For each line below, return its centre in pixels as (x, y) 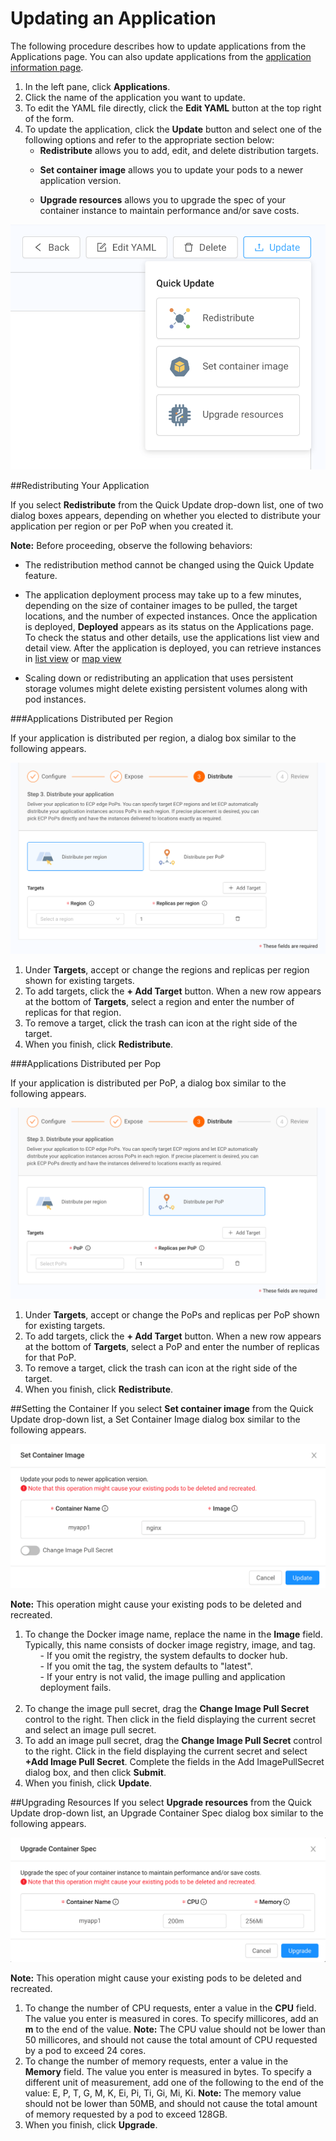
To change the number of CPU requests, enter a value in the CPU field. (170, 2008)
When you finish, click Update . (88, 1783)
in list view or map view (73, 659)
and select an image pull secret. (90, 1729)
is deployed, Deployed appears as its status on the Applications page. (169, 627)
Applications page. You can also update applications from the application (161, 56)
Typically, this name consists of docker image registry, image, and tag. (170, 1644)
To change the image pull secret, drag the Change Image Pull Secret (167, 1708)
